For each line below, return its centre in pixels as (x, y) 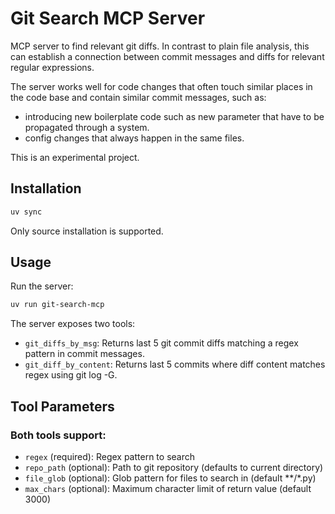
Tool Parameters (62, 406)
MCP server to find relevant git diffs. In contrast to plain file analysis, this (160, 46)
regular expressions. (52, 67)
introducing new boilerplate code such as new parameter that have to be (174, 116)
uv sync (26, 212)
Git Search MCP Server (108, 18)
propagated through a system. (87, 127)
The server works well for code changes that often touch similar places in (161, 86)
